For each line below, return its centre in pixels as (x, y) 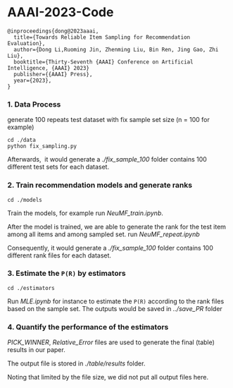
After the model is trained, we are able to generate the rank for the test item (117, 226)
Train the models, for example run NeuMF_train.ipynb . (86, 213)
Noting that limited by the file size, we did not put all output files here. (108, 377)
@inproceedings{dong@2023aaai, (53, 31)
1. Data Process (34, 104)
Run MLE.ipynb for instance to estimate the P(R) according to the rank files (116, 301)
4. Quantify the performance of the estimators (88, 327)
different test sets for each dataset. (58, 167)
